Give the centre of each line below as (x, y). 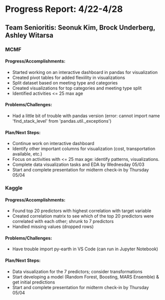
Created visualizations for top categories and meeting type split (77, 88)
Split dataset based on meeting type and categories (65, 82)
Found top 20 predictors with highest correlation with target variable (82, 211)
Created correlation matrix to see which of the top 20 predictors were (83, 216)
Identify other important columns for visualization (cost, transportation (84, 149)
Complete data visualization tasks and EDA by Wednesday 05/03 (78, 164)
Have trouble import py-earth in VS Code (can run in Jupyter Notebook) (85, 249)
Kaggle (14, 188)
